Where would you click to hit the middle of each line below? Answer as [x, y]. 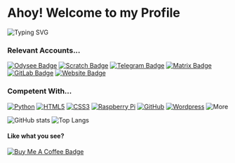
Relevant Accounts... [44, 50]
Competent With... [40, 91]
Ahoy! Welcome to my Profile [94, 13]
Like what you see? [36, 136]
